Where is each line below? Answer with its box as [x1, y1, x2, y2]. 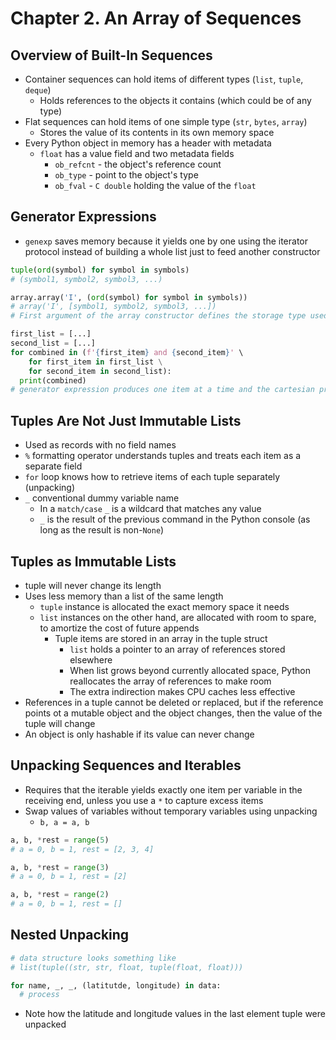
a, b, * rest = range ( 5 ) [10, 835, 110, 845]
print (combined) [19, 375, 87, 386]
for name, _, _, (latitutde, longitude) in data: [10, 980, 222, 991]
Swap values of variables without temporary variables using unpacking [24, 805, 318, 817]
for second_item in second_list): [28, 366, 172, 376]
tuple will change [24, 717, 96, 729]
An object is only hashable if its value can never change [24, 728, 255, 740]
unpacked [24, 1018, 67, 1031]
